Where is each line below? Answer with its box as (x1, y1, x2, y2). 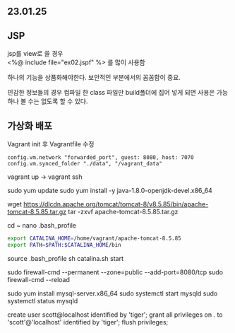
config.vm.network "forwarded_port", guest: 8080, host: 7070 (7, 154, 194, 161)
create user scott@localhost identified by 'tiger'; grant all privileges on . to (7, 310, 224, 319)
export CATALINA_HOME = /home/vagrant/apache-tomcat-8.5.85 (7, 235, 181, 243)
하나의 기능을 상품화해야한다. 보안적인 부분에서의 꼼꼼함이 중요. (7, 74, 181, 82)
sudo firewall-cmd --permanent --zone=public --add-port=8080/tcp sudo (7, 268, 224, 276)
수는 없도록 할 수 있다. (28, 97, 88, 105)
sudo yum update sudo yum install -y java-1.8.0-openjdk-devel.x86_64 (7, 187, 213, 195)
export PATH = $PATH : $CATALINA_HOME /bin (7, 241, 121, 248)
